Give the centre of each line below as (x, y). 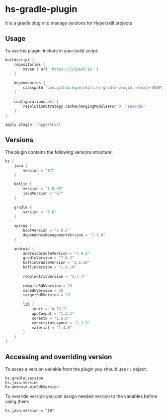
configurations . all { (36, 102)
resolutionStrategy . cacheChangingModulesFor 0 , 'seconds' (84, 106)
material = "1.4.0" (52, 328)
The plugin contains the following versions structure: (59, 152)
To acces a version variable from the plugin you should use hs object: (76, 369)
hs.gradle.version (24, 378)
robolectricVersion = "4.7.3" (54, 276)
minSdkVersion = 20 (43, 290)
